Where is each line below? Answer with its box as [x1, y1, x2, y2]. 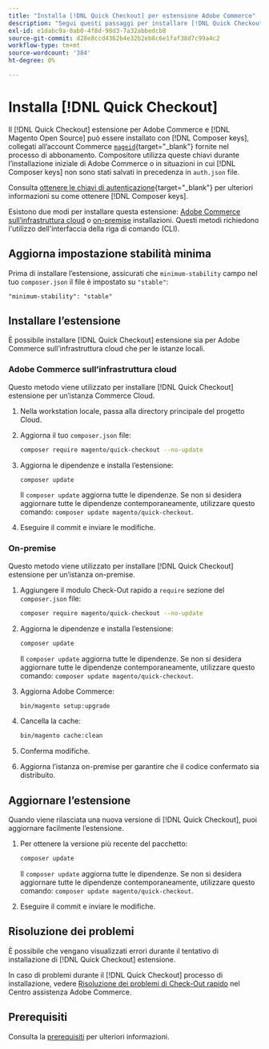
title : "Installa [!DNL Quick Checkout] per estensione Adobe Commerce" [8, 11, 256, 20]
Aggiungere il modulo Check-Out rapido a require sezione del [19, 585, 225, 594]
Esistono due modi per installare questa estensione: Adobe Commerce [8, 206, 241, 217]
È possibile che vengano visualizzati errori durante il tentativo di [8, 946, 219, 955]
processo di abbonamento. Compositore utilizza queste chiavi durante [8, 150, 240, 160]
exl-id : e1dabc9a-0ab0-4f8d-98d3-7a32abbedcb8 [8, 26, 167, 34]
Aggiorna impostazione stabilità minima [8, 247, 212, 261]
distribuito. [19, 771, 56, 780]
